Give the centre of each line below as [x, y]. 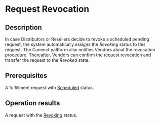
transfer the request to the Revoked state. [47, 60]
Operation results [33, 103]
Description [23, 27]
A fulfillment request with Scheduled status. [50, 87]
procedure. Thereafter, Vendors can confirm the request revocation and [78, 55]
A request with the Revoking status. [41, 115]
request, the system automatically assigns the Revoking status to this [75, 44]
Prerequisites [26, 76]
